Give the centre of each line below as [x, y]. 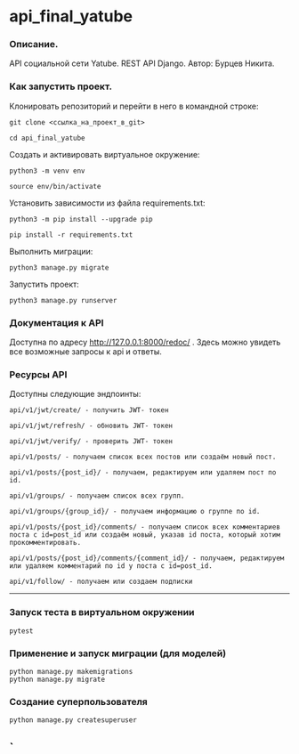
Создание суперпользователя [79, 701]
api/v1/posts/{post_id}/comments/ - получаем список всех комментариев [145, 527]
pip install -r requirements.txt [71, 235]
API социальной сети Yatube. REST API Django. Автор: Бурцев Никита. [142, 63]
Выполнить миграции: [51, 251]
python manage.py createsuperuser [73, 720]
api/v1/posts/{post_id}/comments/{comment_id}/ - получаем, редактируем [147, 558]
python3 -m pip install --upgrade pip [81, 219]
